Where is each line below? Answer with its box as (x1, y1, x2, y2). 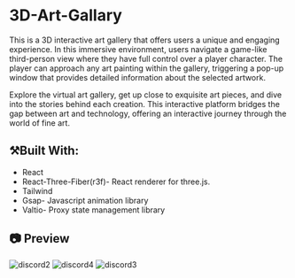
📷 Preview (9, 231, 70, 246)
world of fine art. (9, 117, 71, 128)
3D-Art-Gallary (9, 5, 122, 26)
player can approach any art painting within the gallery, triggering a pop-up (9, 63, 284, 73)
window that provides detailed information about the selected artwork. (9, 72, 266, 82)
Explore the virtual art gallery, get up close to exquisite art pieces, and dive (9, 89, 282, 100)
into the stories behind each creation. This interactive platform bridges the (9, 98, 281, 109)
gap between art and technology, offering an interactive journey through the (9, 108, 287, 119)
